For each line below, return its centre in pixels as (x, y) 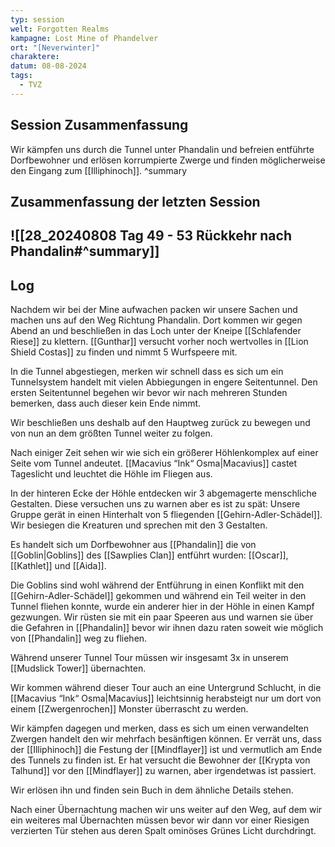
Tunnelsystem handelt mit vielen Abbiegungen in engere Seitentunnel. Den (164, 382)
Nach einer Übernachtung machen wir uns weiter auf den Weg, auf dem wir (166, 810)
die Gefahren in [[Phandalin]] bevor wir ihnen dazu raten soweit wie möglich (167, 628)
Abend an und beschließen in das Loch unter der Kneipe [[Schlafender (156, 331)
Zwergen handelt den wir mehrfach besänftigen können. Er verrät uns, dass (166, 739)
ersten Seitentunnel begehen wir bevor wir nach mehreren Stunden (149, 393)
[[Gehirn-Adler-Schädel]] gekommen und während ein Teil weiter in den (158, 596)
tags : (21, 76)
